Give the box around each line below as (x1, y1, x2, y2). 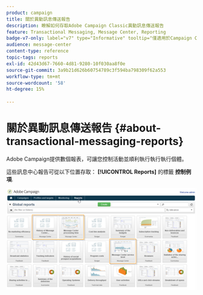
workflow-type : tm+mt (6, 73, 61, 80)
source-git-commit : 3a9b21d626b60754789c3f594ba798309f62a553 (6, 67, 166, 73)
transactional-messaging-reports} (6, 135, 184, 148)
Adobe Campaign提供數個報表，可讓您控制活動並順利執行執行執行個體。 (6, 155, 187, 163)
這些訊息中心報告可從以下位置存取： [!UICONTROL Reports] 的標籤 (6, 168, 174, 175)
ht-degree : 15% (6, 86, 45, 92)
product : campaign (6, 10, 53, 16)
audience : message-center (6, 42, 71, 48)
